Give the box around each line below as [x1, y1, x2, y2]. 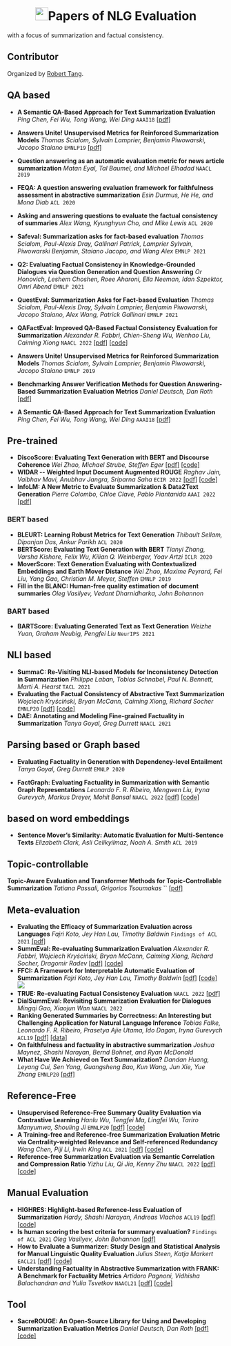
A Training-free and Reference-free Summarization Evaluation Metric [17, 1130, 221, 1139]
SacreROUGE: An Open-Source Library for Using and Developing [17, 1317, 207, 1325]
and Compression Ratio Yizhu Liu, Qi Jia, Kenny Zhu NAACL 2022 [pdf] [17, 1160, 216, 1168]
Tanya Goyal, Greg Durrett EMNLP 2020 [17, 765, 125, 773]
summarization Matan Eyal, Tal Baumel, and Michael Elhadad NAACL [17, 164, 212, 172]
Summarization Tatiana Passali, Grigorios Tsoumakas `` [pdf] [7, 884, 183, 892]
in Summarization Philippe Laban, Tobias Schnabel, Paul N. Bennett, [17, 675, 214, 683]
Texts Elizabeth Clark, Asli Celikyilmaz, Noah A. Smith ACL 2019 [17, 838, 198, 847]
